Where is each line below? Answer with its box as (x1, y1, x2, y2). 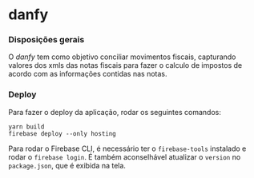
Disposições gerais (8, 34, 85, 45)
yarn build (8, 122, 45, 131)
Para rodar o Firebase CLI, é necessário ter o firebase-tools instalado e (8, 144, 247, 153)
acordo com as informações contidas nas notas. (8, 69, 167, 79)
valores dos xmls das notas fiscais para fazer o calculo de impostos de (8, 61, 243, 70)
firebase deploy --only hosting (8, 129, 116, 137)
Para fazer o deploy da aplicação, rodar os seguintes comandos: (8, 107, 222, 117)
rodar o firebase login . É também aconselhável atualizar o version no (8, 152, 241, 161)
